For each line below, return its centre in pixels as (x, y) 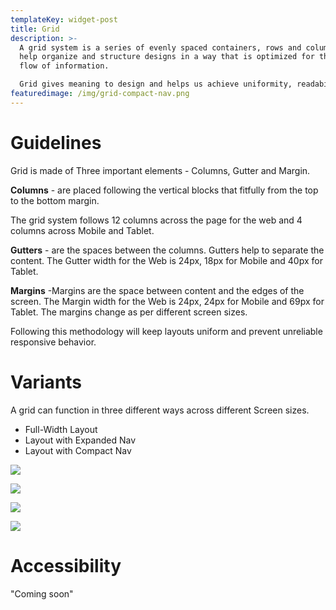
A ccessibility (66, 565)
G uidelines (56, 142)
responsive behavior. (53, 342)
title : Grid (35, 29)
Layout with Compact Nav (78, 450)
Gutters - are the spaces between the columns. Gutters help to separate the (167, 250)
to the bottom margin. (55, 200)
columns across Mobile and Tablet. (82, 230)
